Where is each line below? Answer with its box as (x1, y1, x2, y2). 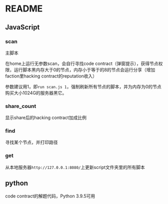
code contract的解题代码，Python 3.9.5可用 (5, 193, 95, 199)
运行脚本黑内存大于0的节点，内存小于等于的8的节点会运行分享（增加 (13, 66, 155, 72)
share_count (5, 102, 36, 109)
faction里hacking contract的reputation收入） (5, 73, 97, 79)
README (5, 3, 43, 14)
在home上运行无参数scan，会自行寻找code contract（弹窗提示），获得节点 (5, 60, 158, 66)
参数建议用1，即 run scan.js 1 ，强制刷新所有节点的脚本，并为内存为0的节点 (5, 83, 161, 89)
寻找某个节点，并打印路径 (5, 139, 58, 145)
